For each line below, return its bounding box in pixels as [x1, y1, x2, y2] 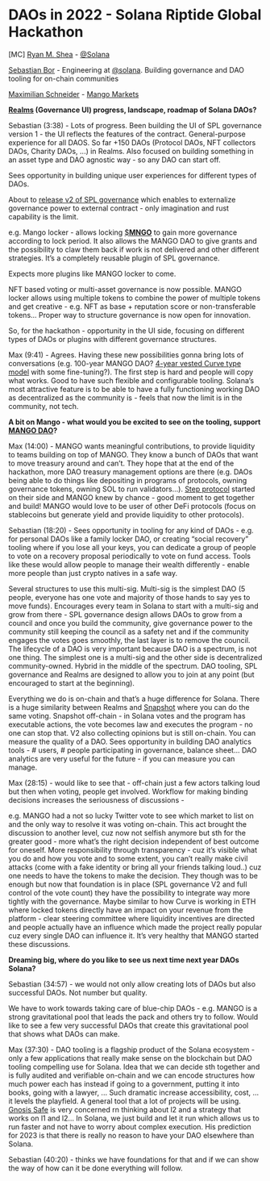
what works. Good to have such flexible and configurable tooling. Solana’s [8, 375, 255, 385]
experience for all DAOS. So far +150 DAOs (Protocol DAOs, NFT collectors [8, 137, 256, 147]
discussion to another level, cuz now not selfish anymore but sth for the [8, 828, 246, 837]
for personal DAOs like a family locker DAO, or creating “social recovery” [8, 534, 249, 544]
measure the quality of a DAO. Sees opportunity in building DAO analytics [8, 737, 252, 746]
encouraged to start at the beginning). [8, 678, 135, 687]
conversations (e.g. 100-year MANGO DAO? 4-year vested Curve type [8, 358, 242, 368]
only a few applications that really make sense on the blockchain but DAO [8, 1053, 252, 1062]
